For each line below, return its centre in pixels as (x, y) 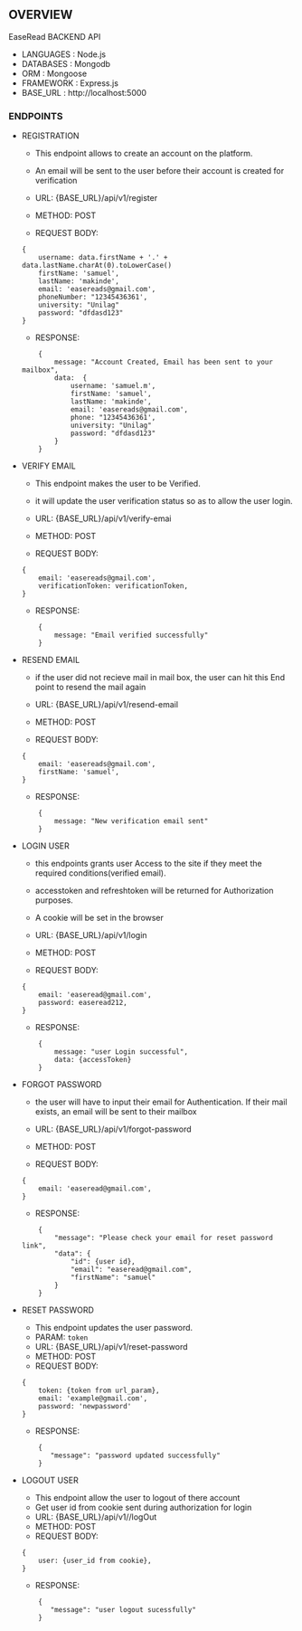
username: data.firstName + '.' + (103, 258)
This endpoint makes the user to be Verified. (118, 484)
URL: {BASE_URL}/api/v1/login (91, 935)
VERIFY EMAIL (48, 466)
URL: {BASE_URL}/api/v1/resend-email (106, 705)
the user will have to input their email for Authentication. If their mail (161, 1102)
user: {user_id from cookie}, (95, 1561)
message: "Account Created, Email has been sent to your (164, 362)
